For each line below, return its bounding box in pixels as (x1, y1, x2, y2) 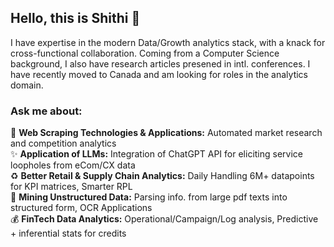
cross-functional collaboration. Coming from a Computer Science (10, 47, 280, 59)
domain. (10, 79, 44, 91)
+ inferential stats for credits (10, 227, 127, 240)
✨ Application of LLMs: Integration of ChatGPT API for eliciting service (10, 148, 303, 160)
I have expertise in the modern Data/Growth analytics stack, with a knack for (10, 36, 326, 48)
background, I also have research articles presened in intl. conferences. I (10, 57, 311, 70)
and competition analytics (10, 137, 117, 150)
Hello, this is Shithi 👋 (10, 10, 141, 27)
